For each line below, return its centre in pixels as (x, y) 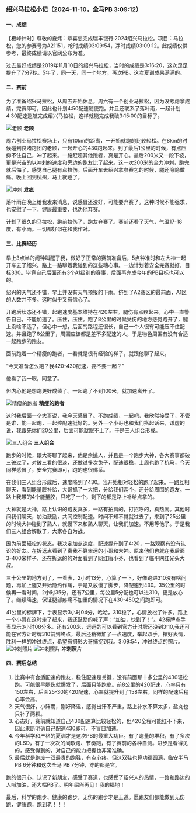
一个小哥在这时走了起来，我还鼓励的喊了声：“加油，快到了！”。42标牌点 (93, 619)
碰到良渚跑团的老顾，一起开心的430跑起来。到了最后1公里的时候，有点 (96, 148)
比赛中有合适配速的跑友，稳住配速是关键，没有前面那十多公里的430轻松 (101, 677)
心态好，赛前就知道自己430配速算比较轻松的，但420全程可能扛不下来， (101, 721)
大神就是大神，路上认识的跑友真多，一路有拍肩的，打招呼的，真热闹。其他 (95, 509)
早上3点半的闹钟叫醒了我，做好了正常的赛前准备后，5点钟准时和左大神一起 (96, 258)
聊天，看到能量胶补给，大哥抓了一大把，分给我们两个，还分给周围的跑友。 (95, 489)
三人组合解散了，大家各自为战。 (49, 531)
